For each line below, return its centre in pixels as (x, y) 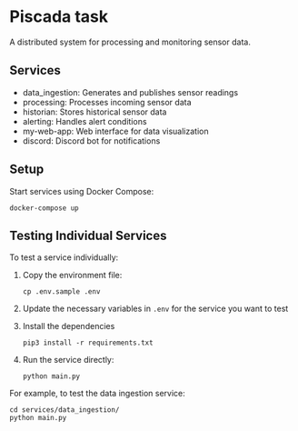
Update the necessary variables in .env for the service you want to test (155, 309)
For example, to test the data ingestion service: (98, 394)
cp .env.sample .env (61, 292)
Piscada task (59, 17)
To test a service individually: (64, 257)
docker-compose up (44, 208)
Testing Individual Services (88, 235)
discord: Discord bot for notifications (91, 140)
